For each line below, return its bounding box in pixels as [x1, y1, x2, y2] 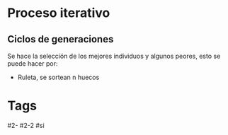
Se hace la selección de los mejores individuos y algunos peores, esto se [7, 52, 221, 60]
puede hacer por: [7, 59, 58, 68]
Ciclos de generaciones [7, 33, 114, 45]
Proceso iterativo [7, 5, 110, 21]
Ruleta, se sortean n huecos [17, 73, 100, 81]
